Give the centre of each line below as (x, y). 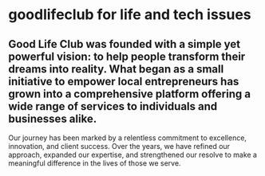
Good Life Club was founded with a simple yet (125, 44)
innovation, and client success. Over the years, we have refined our (119, 146)
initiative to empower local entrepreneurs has (124, 81)
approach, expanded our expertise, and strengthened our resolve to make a (133, 154)
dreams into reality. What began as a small (116, 69)
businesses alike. (53, 118)
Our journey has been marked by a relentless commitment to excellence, (128, 138)
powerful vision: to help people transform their (127, 56)
